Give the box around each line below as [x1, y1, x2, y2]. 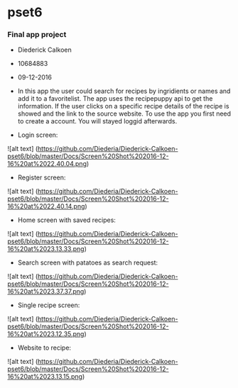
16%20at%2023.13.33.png [7, 245, 85, 253]
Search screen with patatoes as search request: [17, 258, 158, 267]
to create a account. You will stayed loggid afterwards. [17, 117, 178, 126]
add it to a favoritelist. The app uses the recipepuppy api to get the [17, 94, 213, 103]
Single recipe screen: [17, 301, 80, 309]
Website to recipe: [17, 343, 72, 352]
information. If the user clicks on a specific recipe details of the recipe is [17, 102, 229, 111]
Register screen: [17, 173, 66, 182]
